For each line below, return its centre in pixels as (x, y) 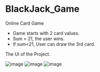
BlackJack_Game (43, 9)
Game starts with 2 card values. (46, 33)
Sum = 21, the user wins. (39, 39)
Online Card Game (25, 23)
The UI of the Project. (28, 54)
